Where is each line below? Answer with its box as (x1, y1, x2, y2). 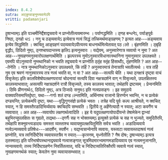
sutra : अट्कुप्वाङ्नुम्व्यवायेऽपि (5, 12, 50, 17)
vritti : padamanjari (5, 17, 49, 22)
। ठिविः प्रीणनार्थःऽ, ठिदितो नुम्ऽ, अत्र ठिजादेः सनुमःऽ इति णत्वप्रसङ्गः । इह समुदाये (5, 87, 132, 93)
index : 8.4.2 (5, 7, 33, 13)
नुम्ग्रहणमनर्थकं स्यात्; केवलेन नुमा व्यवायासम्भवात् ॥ (5, 149, 85, 155)
